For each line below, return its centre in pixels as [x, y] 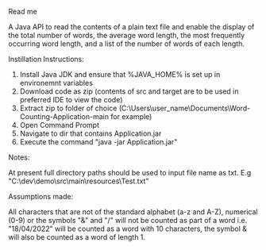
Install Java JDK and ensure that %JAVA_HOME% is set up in [120, 74]
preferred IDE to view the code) [71, 100]
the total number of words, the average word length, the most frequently [127, 35]
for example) [131, 117]
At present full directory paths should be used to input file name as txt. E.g [130, 173]
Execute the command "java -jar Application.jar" [98, 142]
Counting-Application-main [64, 117]
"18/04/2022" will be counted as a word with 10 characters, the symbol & [128, 229]
